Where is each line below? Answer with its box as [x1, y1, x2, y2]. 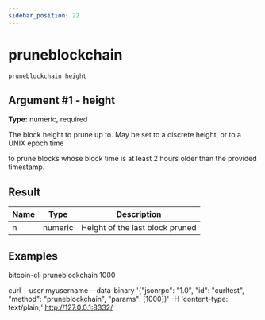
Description [116, 209, 162, 220]
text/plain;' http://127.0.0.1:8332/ [8, 303, 113, 312]
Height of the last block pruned [81, 222, 197, 233]
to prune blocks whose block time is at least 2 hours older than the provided [8, 154, 258, 164]
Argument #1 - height [8, 93, 116, 107]
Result [8, 185, 41, 199]
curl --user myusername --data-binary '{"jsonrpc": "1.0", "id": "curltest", [8, 286, 244, 295]
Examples [8, 249, 58, 263]
